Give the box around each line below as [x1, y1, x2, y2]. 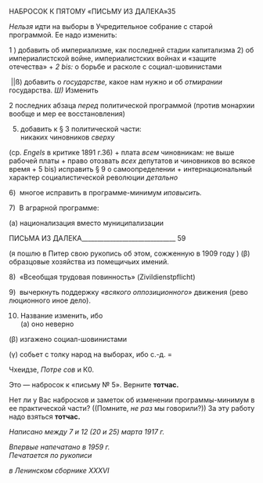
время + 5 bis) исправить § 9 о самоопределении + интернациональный [9, 165, 253, 173]
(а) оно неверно [20, 319, 74, 329]
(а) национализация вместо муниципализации [9, 219, 164, 227]
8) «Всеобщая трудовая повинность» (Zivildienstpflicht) [9, 272, 196, 281]
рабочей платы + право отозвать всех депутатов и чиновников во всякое [9, 156, 255, 165]
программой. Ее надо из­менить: [9, 31, 117, 39]
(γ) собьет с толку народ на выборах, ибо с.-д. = [9, 350, 173, 359]
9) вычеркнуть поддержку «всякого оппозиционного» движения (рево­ [9, 288, 249, 296]
